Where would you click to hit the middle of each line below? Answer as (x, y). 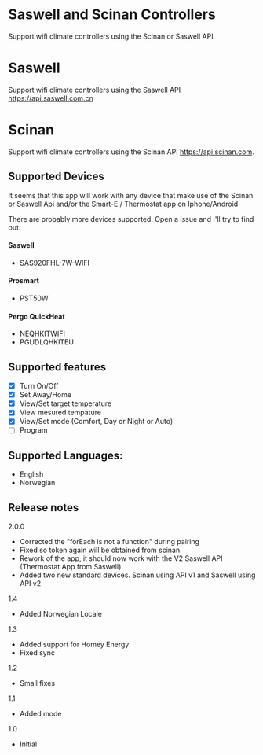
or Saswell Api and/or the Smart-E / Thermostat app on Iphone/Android (123, 204)
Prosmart (24, 281)
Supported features (57, 367)
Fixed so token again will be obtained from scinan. (100, 550)
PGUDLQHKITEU (47, 342)
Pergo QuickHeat (37, 316)
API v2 (30, 584)
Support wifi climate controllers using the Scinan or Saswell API (111, 36)
